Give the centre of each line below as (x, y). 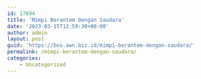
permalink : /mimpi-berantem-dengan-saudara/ (72, 52)
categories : (24, 58)
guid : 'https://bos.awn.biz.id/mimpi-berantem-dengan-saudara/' (101, 45)
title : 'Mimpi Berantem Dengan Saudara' (66, 20)
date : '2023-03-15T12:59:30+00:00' (58, 26)
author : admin (28, 33)
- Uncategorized (43, 65)
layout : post (26, 39)
